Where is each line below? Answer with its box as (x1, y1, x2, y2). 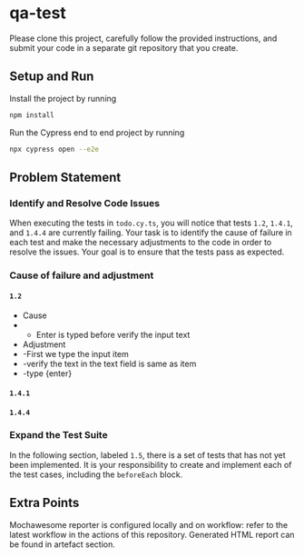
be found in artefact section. (9, 539, 116, 550)
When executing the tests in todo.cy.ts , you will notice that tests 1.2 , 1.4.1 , (9, 217, 293, 229)
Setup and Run (9, 69, 94, 85)
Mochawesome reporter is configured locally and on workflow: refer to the (9, 519, 289, 530)
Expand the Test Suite (9, 429, 108, 442)
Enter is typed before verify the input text (35, 330, 191, 341)
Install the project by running (9, 93, 117, 104)
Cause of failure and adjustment (9, 269, 154, 282)
